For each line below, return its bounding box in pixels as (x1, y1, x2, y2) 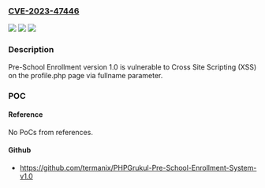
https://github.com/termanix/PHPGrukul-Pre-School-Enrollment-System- (19, 163, 257, 172)
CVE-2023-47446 (8, 6, 80, 17)
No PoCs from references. (8, 127, 93, 137)
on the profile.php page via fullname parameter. (8, 70, 163, 80)
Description (8, 44, 54, 55)
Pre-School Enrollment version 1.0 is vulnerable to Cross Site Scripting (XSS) (8, 62, 257, 72)
